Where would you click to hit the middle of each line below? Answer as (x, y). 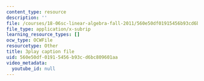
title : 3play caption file (40, 52)
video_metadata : (27, 63)
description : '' (27, 18)
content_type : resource (36, 12)
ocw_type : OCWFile (29, 40)
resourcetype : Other (32, 46)
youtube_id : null (34, 69)
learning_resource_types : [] (43, 35)
